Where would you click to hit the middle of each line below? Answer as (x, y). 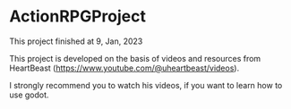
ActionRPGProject (77, 17)
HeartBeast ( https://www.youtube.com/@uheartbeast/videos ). (124, 68)
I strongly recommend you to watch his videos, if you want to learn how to (146, 85)
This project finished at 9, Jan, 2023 (76, 41)
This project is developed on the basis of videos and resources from (135, 58)
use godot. (29, 95)
